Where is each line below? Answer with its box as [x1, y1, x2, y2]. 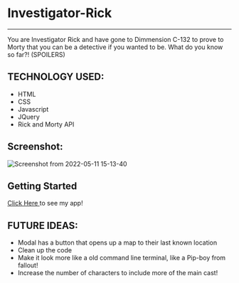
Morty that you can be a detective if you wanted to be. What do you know [7, 43, 223, 51]
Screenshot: [7, 141, 63, 153]
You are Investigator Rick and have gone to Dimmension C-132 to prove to [7, 35, 224, 43]
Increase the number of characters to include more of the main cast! [17, 269, 218, 277]
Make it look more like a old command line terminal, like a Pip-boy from [17, 254, 226, 262]
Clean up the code [17, 246, 73, 255]
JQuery [17, 112, 41, 121]
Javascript [17, 105, 49, 113]
